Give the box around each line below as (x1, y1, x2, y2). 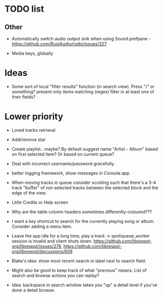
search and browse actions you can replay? (11, 272, 100, 278)
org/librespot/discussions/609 (11, 248, 73, 254)
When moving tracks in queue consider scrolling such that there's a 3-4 (11, 179, 157, 185)
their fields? (11, 94, 36, 99)
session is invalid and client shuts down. (11, 238, 93, 244)
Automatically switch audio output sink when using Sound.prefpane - (11, 36, 151, 41)
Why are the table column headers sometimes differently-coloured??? (11, 209, 152, 215)
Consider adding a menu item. (11, 223, 73, 229)
